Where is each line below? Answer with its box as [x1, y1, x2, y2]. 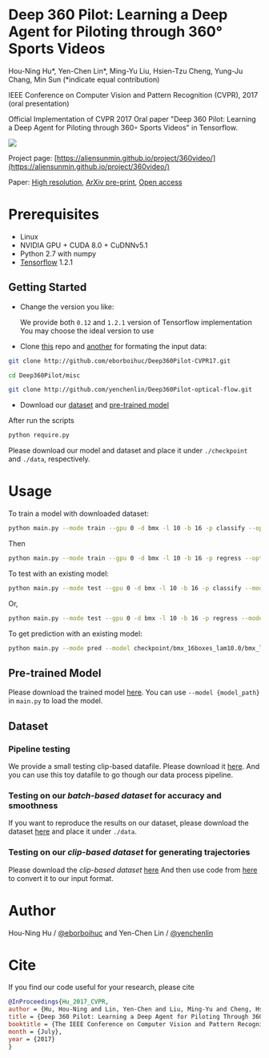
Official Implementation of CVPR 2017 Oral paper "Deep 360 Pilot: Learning [8, 114, 256, 123]
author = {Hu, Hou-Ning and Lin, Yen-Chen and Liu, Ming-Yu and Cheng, [8, 1005, 252, 1014]
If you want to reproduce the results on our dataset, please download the [8, 819, 250, 828]
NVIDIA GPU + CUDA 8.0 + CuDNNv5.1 [19, 240, 148, 250]
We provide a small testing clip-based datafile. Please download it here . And [8, 762, 260, 770]
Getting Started [8, 280, 87, 294]
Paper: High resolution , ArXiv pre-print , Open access [8, 177, 183, 187]
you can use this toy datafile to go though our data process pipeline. [8, 770, 234, 779]
